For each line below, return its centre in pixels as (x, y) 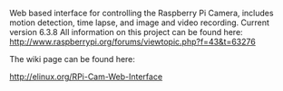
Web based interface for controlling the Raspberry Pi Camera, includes (141, 13)
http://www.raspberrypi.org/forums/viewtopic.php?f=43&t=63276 (132, 41)
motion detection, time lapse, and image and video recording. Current (140, 23)
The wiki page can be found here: (73, 59)
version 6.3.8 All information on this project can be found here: (126, 32)
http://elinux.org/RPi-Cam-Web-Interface (86, 77)
